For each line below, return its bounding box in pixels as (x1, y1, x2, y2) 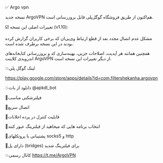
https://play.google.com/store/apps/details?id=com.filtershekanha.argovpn (5, 75, 158, 81)
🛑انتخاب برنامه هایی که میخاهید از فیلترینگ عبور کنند (5, 123, 100, 129)
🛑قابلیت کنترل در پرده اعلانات (5, 114, 60, 119)
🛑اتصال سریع (5, 104, 30, 110)
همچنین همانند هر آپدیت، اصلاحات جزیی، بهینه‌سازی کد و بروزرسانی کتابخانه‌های (5, 51, 150, 56)
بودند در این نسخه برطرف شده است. (5, 41, 74, 47)
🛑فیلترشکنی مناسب (5, 95, 42, 101)
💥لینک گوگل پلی (5, 65, 36, 71)
